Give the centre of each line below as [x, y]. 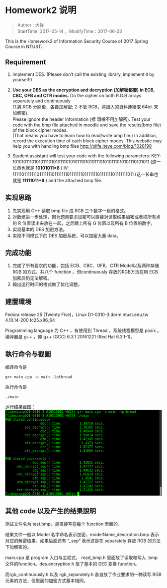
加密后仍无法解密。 [32, 278]
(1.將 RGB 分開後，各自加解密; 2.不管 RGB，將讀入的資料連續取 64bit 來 [85, 107]
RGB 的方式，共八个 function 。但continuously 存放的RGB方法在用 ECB [85, 272]
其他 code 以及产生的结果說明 [50, 511]
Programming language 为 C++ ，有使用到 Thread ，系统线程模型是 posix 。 [83, 330]
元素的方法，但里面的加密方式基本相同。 [46, 581]
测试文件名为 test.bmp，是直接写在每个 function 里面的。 [64, 524]
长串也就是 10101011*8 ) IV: [41, 168]
